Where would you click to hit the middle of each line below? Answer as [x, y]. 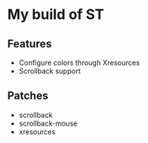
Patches [28, 96]
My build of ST [56, 15]
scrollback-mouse [48, 123]
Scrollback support [50, 71]
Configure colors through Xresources [79, 62]
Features [30, 44]
